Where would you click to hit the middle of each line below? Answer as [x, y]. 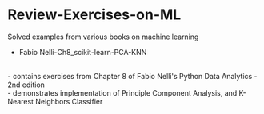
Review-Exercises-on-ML [94, 15]
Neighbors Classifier [69, 101]
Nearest [20, 101]
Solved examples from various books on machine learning [103, 37]
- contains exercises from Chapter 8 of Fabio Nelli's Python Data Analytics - [132, 76]
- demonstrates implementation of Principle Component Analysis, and [122, 92]
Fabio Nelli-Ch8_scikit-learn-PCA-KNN [83, 52]
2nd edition [26, 85]
